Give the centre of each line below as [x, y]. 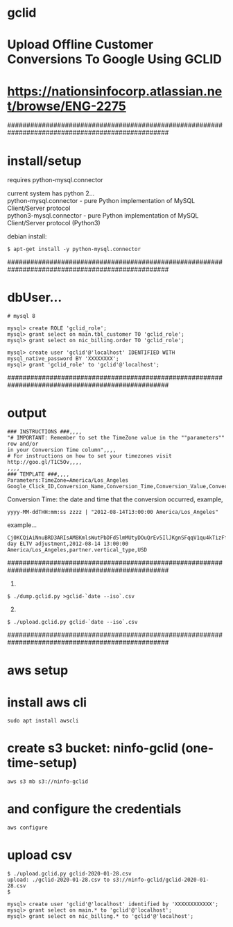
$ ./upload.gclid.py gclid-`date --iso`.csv [72, 622]
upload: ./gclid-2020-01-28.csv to [59, 880]
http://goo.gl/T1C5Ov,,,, [44, 462]
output [27, 413]
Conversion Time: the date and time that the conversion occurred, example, [115, 499]
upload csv [40, 855]
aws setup [38, 671]
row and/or [23, 444]
